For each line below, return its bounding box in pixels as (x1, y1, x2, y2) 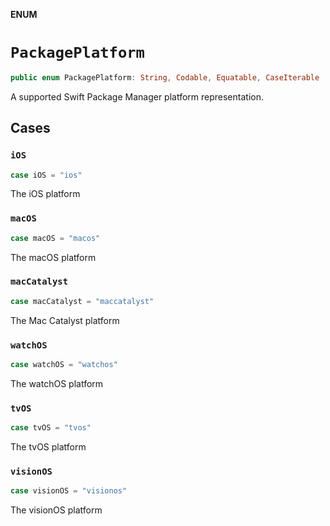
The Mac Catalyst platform (10, 314, 120, 326)
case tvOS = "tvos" (10, 423, 92, 433)
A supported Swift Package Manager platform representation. (10, 90, 264, 103)
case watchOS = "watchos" (10, 360, 118, 370)
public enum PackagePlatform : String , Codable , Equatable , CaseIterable (10, 72, 320, 83)
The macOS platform (10, 251, 97, 263)
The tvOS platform (10, 441, 87, 453)
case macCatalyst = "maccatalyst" (10, 296, 155, 306)
